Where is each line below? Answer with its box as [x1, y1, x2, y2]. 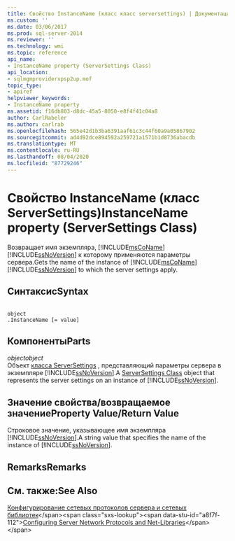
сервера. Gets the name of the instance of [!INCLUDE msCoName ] [7, 258, 197, 266]
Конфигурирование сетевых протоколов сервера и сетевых [7, 503, 187, 512]
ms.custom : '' [7, 17, 49, 24]
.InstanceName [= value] [7, 316, 80, 323]
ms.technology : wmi [7, 43, 64, 50]
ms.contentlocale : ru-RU [7, 147, 80, 154]
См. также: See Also [7, 484, 98, 497]
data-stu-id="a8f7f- [163, 511, 220, 519]
